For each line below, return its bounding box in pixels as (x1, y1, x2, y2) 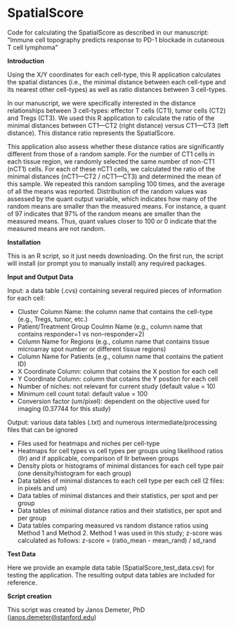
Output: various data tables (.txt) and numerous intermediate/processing (7, 418, 218, 426)
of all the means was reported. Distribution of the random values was (7, 187, 207, 195)
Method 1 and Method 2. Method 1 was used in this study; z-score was (17, 528, 223, 537)
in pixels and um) (17, 483, 67, 492)
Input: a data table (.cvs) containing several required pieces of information (7, 286, 222, 294)
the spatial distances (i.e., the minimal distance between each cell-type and (7, 77, 226, 86)
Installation (7, 237, 41, 247)
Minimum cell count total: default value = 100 (17, 389, 148, 398)
